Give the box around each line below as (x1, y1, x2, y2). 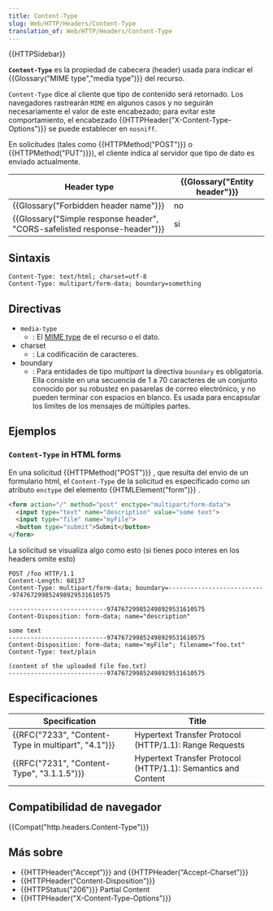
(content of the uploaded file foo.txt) (8, 662, 148, 670)
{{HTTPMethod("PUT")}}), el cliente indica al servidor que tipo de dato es (8, 148, 255, 158)
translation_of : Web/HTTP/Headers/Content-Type (8, 27, 173, 35)
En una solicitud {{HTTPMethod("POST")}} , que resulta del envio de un (8, 467, 249, 477)
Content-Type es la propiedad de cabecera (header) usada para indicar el (8, 65, 253, 75)
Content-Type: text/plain (8, 648, 96, 657)
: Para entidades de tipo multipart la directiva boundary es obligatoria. (32, 367, 264, 376)
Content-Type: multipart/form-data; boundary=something (8, 280, 201, 288)
